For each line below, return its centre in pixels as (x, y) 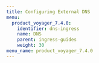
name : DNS (30, 34)
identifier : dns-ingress (48, 28)
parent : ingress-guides (47, 40)
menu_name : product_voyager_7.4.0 (50, 51)
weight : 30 (31, 46)
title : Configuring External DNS (48, 12)
